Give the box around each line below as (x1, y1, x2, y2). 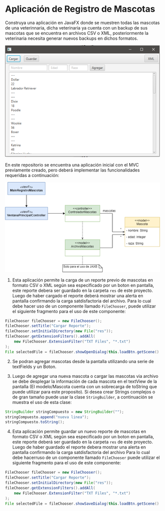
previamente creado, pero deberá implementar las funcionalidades (5, 167, 140, 173)
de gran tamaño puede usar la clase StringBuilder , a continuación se (12, 394, 153, 400)
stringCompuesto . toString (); (5, 420, 65, 425)
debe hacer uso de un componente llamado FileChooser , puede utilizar (12, 303, 156, 309)
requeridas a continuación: (5, 172, 59, 178)
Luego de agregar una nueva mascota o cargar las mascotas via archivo (12, 373, 159, 379)
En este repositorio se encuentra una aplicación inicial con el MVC (5, 162, 139, 168)
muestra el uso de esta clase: (12, 399, 72, 405)
